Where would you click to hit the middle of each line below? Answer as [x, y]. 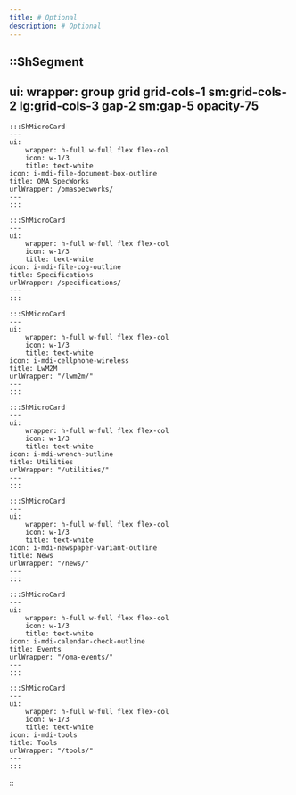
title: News [31, 555]
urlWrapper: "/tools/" [51, 750]
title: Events [36, 649]
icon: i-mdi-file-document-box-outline [83, 173]
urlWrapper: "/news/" [49, 563]
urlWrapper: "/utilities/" [59, 470]
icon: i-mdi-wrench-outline [62, 454]
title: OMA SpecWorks [49, 181]
